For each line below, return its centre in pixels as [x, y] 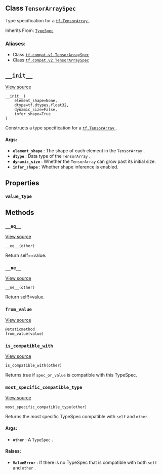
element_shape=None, [36, 100]
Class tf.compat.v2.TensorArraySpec [51, 60]
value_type [18, 197]
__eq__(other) [20, 246]
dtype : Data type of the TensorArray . [51, 156]
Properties [22, 183]
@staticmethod [20, 329]
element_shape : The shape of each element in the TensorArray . [79, 151]
